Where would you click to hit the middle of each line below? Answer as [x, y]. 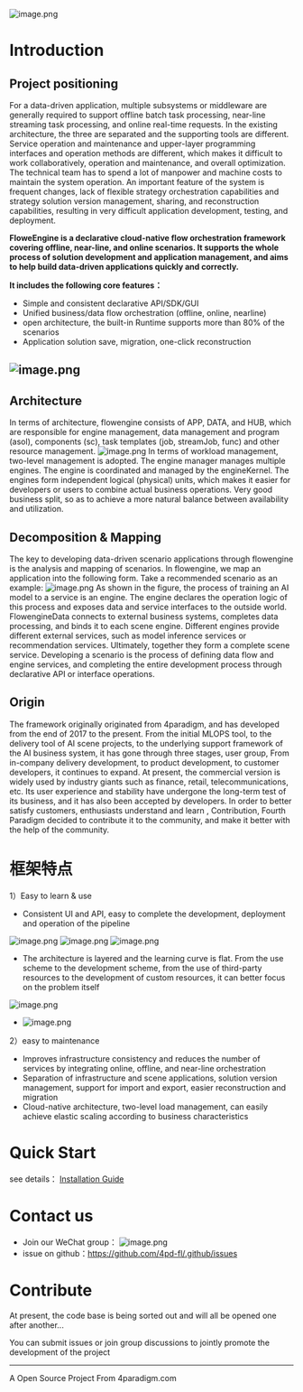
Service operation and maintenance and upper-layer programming [133, 144]
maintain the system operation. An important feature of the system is [137, 182]
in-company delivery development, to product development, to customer [144, 762]
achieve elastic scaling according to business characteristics [135, 1116]
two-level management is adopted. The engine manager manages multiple [147, 461]
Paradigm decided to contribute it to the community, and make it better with [150, 820]
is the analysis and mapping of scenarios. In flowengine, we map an [135, 569]
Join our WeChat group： [69, 1242]
